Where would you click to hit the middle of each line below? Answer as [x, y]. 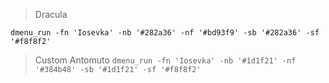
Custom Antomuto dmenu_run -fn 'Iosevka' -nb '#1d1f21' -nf [165, 60]
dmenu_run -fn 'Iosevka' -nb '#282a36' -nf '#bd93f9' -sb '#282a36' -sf [165, 33]
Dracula [51, 14]
